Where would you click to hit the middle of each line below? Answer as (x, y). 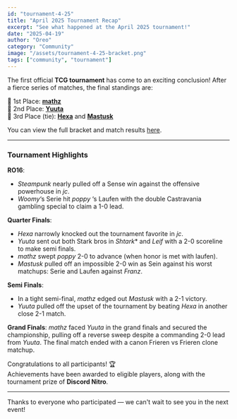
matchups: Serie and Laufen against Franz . (80, 271)
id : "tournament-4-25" (41, 14)
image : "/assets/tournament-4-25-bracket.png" (77, 54)
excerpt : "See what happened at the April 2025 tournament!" (99, 27)
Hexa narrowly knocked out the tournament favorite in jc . (100, 234)
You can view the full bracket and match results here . (85, 130)
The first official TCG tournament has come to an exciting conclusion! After (117, 80)
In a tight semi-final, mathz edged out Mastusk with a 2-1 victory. (112, 299)
